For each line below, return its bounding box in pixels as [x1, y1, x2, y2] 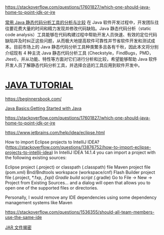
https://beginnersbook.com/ [5, 95, 62, 102]
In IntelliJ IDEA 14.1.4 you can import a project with [54, 149, 156, 155]
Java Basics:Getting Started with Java [5, 105, 82, 111]
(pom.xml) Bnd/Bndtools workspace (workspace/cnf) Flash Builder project [5, 169, 155, 175]
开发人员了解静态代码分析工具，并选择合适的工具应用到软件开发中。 [5, 62, 142, 68]
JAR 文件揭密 [5, 224, 32, 230]
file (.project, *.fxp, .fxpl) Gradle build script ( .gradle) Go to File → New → [5, 174, 153, 180]
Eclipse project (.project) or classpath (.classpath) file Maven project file [5, 164, 151, 170]
